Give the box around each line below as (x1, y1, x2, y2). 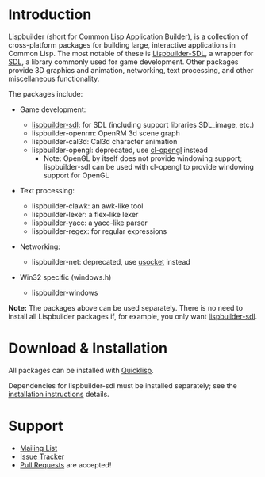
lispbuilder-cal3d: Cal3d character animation (31, 136, 178, 146)
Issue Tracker (19, 452, 65, 461)
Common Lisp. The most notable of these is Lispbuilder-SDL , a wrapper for (8, 48, 254, 58)
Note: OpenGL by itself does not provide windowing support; (43, 153, 243, 163)
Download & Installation (8, 339, 168, 357)
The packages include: (8, 89, 83, 98)
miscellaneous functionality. (8, 74, 100, 83)
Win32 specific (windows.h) (19, 272, 112, 282)
